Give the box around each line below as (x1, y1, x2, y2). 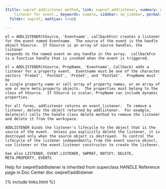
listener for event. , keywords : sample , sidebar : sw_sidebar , (14, 12, 145, 17)
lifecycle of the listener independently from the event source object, (5, 138, 158, 143)
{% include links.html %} (5, 179, 55, 185)
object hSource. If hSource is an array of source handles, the (5, 43, 142, 48)
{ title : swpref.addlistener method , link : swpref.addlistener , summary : (5, 7, 158, 12)
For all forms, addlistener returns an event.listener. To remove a (5, 103, 152, 109)
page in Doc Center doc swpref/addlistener (5, 169, 93, 176)
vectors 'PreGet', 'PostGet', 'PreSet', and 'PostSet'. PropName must (5, 73, 156, 78)
